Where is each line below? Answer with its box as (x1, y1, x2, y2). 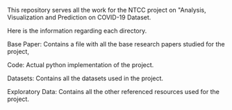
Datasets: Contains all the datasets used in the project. (7, 74, 164, 82)
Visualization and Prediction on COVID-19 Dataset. (7, 13, 151, 21)
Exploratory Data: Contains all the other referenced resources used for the (7, 88, 220, 95)
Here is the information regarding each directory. (7, 27, 147, 35)
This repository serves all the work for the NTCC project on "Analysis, (7, 6, 206, 14)
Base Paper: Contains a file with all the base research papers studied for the (7, 40, 225, 48)
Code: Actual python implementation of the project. (7, 61, 154, 68)
